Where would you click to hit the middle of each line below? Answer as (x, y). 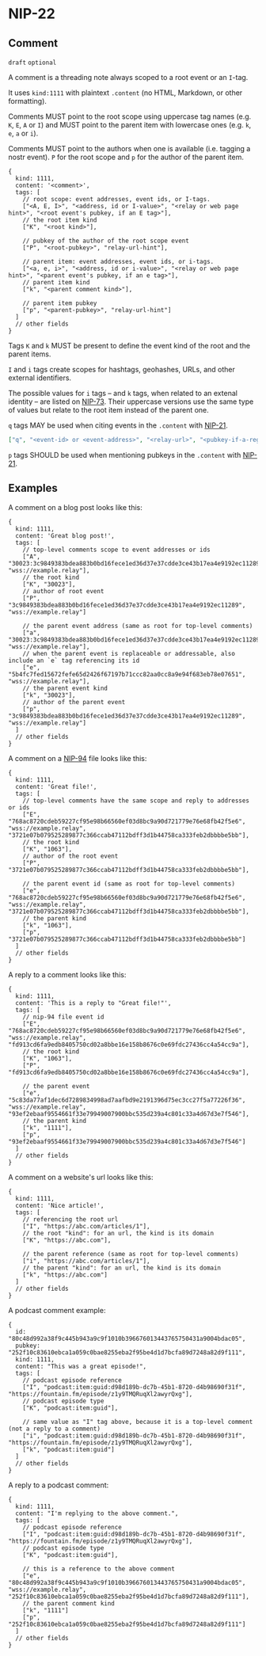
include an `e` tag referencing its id (74, 660)
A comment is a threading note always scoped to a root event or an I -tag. (128, 77)
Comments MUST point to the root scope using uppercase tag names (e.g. (130, 116)
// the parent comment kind (68, 1603)
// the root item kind (60, 220)
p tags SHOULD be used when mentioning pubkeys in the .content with (125, 455)
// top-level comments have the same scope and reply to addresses (136, 801)
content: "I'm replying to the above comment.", (97, 1513)
